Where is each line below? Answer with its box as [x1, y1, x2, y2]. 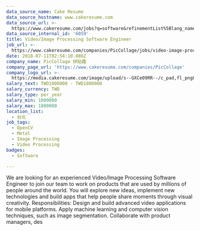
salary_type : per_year [6, 92, 62, 98]
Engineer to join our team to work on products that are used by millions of [6, 180, 187, 188]
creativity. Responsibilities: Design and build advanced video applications [6, 199, 186, 207]
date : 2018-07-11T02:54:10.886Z [6, 53, 86, 59]
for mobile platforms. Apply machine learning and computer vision [6, 206, 168, 213]
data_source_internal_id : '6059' [6, 31, 89, 37]
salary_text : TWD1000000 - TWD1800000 [6, 81, 102, 87]
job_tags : [6, 120, 31, 126]
